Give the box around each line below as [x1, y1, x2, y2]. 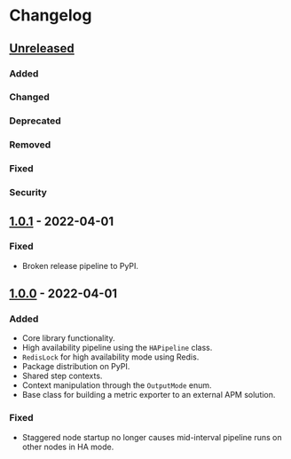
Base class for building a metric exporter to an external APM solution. [21, 390, 276, 400]
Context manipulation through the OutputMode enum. [21, 380, 212, 391]
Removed [9, 138, 51, 151]
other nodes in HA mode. [21, 441, 114, 452]
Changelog [9, 5, 92, 26]
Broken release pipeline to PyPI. [21, 260, 139, 271]
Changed [9, 91, 51, 103]
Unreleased [9, 41, 75, 56]
